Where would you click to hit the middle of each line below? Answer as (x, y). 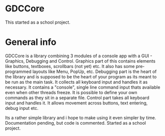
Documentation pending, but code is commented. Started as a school (76, 123)
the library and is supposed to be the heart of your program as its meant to (81, 76)
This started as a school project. (38, 22)
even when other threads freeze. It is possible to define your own (71, 92)
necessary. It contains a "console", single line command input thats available (83, 87)
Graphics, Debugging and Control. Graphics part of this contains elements (80, 61)
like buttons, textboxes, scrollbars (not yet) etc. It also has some (70, 66)
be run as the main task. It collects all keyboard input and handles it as (76, 82)
